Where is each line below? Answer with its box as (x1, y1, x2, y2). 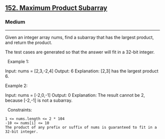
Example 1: (7, 58, 29, 64)
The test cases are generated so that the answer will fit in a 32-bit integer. (5, 49, 155, 55)
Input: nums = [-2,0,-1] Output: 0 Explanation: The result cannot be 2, (5, 92, 145, 98)
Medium (5, 19, 26, 25)
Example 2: (5, 83, 28, 89)
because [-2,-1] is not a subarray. (5, 97, 73, 103)
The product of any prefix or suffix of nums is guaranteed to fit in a (5, 125, 157, 130)
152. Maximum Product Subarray (5, 4, 108, 12)
